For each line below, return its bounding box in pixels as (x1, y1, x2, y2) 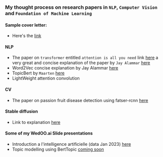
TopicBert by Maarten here (12, 70, 65, 76)
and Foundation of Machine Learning (5, 10, 92, 17)
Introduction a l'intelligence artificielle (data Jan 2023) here (12, 141, 131, 147)
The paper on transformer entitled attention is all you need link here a (12, 55, 159, 61)
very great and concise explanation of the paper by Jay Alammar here (12, 60, 150, 66)
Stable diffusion (5, 108, 38, 114)
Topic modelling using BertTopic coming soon (12, 146, 104, 152)
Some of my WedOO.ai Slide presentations (5, 130, 93, 136)
